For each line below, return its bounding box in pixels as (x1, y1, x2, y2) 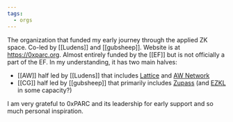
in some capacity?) (17, 86, 72, 94)
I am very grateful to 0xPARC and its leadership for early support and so (7, 99, 214, 107)
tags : (7, 10, 23, 17)
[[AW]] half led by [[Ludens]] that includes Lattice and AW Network (17, 71, 210, 80)
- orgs (13, 17, 33, 24)
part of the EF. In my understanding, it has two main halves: (7, 58, 177, 66)
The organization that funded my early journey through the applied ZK (7, 35, 208, 44)
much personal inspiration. (7, 107, 83, 115)
